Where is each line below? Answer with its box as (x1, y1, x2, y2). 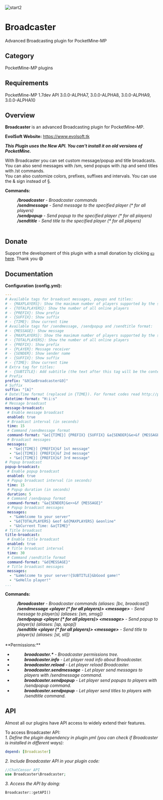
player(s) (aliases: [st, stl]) (17, 631, 70, 637)
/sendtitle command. (24, 693, 66, 699)
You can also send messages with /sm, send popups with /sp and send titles (5, 163, 158, 169)
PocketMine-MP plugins (5, 65, 53, 71)
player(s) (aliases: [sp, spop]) (17, 621, 77, 627)
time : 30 (7, 550, 25, 555)
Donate (5, 237, 28, 246)
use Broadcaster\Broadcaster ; (5, 772, 66, 777)
